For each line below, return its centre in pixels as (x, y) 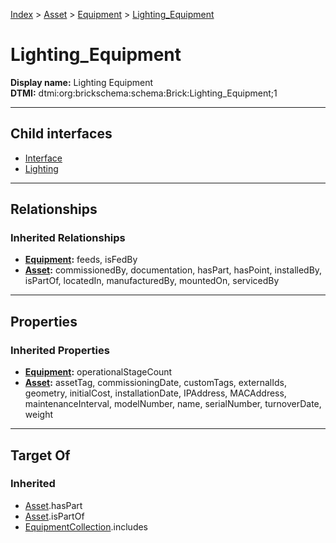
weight (38, 415)
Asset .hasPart (53, 505)
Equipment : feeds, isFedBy (81, 260)
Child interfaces (61, 134)
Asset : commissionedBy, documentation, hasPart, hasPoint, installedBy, (173, 270)
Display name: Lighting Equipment (82, 82)
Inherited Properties (60, 350)
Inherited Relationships (68, 238)
